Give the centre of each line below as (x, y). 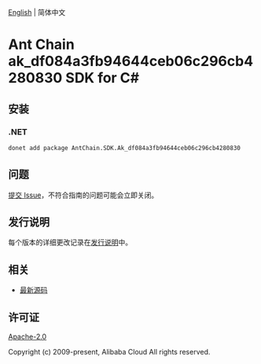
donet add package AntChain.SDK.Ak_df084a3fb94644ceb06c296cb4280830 (125, 148)
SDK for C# (103, 78)
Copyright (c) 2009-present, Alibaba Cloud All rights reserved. (109, 352)
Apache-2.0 (28, 336)
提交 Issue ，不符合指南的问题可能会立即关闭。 (83, 195)
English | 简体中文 (37, 12)
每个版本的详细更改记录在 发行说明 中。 (70, 242)
